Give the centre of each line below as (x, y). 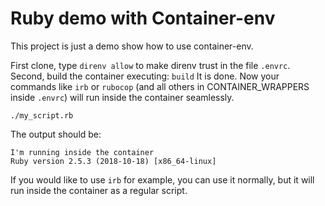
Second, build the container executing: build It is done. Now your (145, 76)
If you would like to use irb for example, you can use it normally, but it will (162, 179)
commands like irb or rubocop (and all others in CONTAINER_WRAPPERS (160, 86)
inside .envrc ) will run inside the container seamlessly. (122, 97)
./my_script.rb (42, 115)
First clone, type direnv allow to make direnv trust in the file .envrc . (150, 65)
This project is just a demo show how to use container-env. (132, 46)
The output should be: (56, 134)
